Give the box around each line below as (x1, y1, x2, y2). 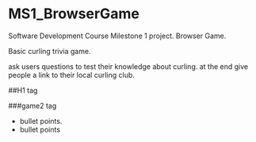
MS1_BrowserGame (8, 5, 140, 23)
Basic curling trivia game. (8, 46, 91, 56)
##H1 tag (8, 85, 38, 95)
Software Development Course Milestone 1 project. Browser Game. (8, 31, 227, 40)
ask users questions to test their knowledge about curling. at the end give (8, 61, 248, 71)
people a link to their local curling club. (8, 70, 135, 79)
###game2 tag (8, 101, 57, 110)
